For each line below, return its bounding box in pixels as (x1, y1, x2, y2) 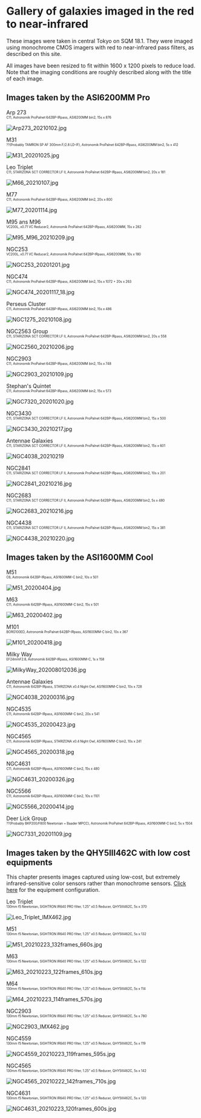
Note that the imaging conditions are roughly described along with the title (6, 68, 192, 75)
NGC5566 (6, 787, 31, 795)
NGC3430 (6, 409, 32, 417)
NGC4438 (6, 519, 32, 526)
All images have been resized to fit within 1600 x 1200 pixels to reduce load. (6, 62, 196, 69)
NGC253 (6, 245, 28, 253)
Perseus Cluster (6, 300, 47, 308)
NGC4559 (6, 1035, 31, 1042)
